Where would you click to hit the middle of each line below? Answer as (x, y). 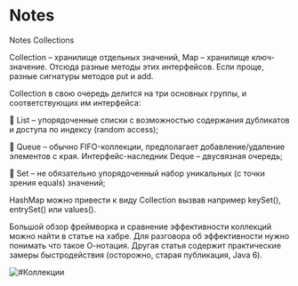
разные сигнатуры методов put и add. (81, 75)
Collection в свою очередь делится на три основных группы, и (128, 93)
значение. (28, 67)
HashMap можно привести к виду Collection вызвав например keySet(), (145, 200)
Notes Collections (42, 40)
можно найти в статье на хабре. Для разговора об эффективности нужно (149, 235)
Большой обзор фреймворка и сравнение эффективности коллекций (141, 226)
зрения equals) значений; (57, 182)
